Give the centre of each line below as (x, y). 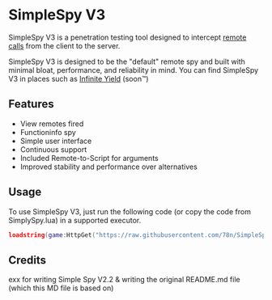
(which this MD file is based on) (61, 288)
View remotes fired (52, 124)
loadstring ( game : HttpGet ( (52, 235)
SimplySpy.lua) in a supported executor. (75, 220)
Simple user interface (56, 141)
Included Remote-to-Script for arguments (89, 158)
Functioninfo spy (48, 132)
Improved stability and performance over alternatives (109, 167)
